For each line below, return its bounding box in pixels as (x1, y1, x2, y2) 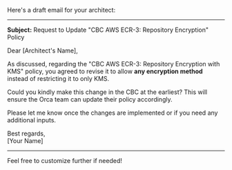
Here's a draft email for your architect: (7, 6, 116, 14)
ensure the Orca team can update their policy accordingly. (7, 95, 173, 103)
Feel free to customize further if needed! (7, 157, 123, 164)
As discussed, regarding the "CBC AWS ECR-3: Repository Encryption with (7, 60, 220, 68)
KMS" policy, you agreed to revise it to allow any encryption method (7, 67, 203, 75)
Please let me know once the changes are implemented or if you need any (7, 108, 218, 117)
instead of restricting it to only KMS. (7, 75, 110, 82)
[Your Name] (7, 137, 43, 144)
